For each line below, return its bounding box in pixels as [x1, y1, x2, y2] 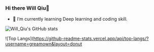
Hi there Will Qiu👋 [5, 5, 50, 12]
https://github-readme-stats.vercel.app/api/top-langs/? [33, 35, 149, 42]
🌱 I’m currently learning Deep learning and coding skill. [12, 16, 128, 22]
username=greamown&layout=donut [5, 41, 82, 47]
